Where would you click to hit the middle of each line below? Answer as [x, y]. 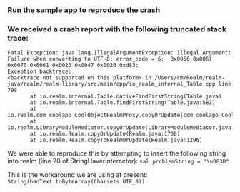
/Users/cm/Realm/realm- [190, 78]
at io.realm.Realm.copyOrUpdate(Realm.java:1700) [105, 134]
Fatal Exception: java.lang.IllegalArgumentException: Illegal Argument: [120, 53]
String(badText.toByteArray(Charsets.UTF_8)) [76, 182]
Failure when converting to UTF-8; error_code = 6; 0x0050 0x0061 [110, 59]
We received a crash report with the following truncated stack [117, 29]
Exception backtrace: [40, 72]
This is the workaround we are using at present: [77, 175]
